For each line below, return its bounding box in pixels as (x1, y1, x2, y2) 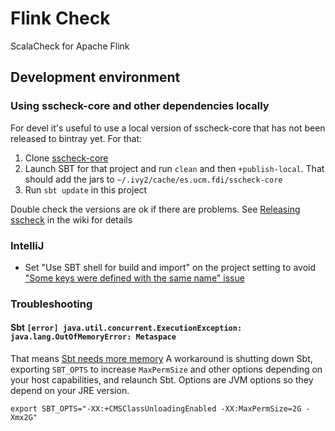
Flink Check (10, 7, 111, 30)
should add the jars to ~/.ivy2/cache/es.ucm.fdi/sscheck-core (24, 173, 283, 185)
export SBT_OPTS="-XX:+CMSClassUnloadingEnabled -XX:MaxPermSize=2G (10, 404, 302, 414)
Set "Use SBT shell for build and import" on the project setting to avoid (24, 261, 316, 273)
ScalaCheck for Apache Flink (10, 40, 130, 52)
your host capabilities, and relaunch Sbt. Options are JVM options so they (10, 374, 314, 386)
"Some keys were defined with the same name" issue (24, 272, 245, 284)
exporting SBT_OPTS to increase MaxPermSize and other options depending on (10, 363, 323, 376)
